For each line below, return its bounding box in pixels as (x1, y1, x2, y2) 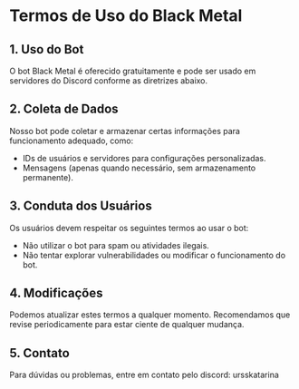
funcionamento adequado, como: (9, 135, 134, 146)
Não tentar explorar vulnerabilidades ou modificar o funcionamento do (22, 249, 286, 260)
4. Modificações (9, 286, 103, 301)
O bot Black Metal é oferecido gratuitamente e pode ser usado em (9, 65, 256, 76)
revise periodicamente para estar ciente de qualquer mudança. (9, 319, 245, 330)
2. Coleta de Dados (9, 102, 120, 117)
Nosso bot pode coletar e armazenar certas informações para (9, 125, 240, 136)
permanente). (22, 171, 74, 182)
